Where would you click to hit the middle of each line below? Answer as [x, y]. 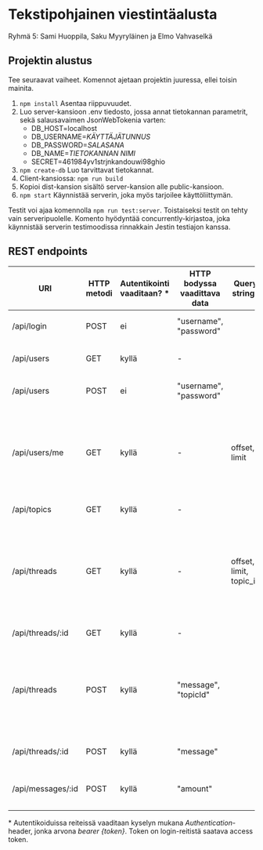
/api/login [29, 325]
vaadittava [200, 293]
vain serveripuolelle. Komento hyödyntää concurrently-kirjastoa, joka [119, 218]
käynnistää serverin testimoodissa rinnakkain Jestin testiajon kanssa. [119, 227]
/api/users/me [38, 452]
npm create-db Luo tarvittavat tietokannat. [86, 169]
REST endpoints [48, 251]
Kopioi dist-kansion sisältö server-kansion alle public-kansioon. [122, 187]
